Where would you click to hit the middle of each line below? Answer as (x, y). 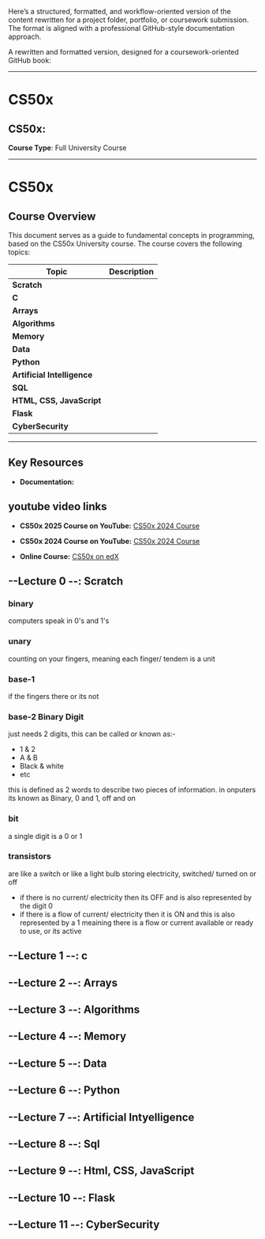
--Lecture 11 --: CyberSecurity (84, 1225)
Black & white (42, 766)
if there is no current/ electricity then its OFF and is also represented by (136, 897)
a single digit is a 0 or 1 (45, 836)
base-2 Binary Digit (46, 716)
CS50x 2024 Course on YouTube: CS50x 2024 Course (110, 541)
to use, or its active (50, 931)
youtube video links (58, 506)
